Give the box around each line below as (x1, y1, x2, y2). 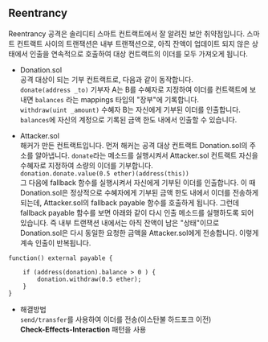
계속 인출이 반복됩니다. (19, 237, 91, 248)
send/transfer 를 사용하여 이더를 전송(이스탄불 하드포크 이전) (19, 314, 212, 324)
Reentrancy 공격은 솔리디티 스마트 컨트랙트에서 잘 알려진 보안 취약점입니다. (8, 28, 246, 39)
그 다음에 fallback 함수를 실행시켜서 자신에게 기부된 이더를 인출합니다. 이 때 (19, 177, 256, 187)
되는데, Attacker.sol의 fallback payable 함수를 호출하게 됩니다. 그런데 (19, 197, 240, 208)
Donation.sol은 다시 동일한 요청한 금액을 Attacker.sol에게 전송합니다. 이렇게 (19, 228, 259, 237)
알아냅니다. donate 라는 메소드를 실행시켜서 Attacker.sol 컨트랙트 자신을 (35, 150, 258, 160)
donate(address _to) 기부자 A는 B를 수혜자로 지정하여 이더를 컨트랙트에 (19, 84, 248, 94)
